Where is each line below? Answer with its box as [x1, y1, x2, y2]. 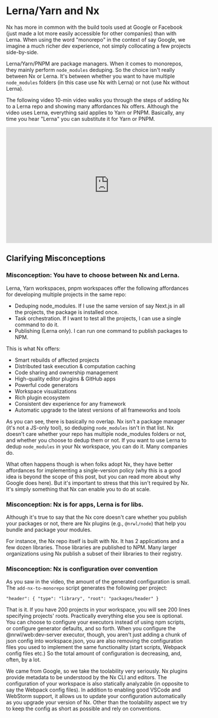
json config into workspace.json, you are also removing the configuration [6, 637, 183, 644]
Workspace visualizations [14, 388, 77, 395]
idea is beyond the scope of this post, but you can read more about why [6, 473, 180, 480]
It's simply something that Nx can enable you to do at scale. [6, 485, 151, 492]
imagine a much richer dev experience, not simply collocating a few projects [6, 42, 191, 49]
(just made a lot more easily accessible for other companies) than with [6, 29, 177, 37]
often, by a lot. [6, 656, 41, 663]
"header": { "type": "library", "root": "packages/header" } [6, 596, 159, 602]
